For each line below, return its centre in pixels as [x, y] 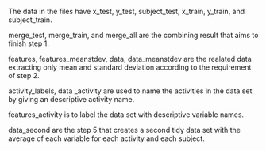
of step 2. [24, 75]
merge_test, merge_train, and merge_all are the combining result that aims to [133, 35]
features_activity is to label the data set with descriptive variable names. [126, 115]
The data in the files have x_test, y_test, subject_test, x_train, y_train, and [127, 11]
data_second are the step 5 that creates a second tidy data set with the [124, 130]
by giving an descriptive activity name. [71, 99]
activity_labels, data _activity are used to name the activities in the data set [130, 91]
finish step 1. [29, 43]
